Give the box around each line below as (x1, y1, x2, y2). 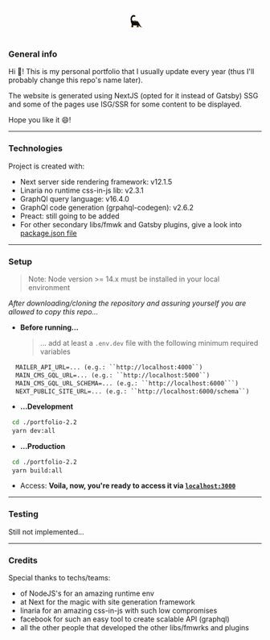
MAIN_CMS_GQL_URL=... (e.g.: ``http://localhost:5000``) (15, 371, 211, 380)
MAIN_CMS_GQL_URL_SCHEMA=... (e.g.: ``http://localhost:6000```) (15, 379, 239, 388)
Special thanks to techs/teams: (8, 572, 111, 582)
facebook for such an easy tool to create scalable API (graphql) (19, 614, 231, 624)
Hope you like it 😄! (8, 115, 72, 125)
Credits (8, 555, 38, 566)
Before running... (19, 322, 79, 332)
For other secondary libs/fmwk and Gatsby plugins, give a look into (19, 219, 243, 229)
